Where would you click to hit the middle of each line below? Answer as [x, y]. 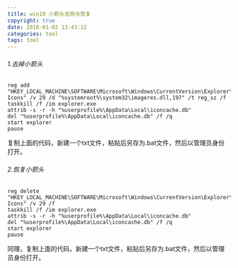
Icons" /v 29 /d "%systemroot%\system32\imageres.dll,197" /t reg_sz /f [117, 98]
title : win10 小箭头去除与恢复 [49, 14]
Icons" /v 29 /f [31, 203]
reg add [19, 86]
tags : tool [23, 40]
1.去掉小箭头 [25, 64]
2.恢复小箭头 [26, 169]
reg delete [23, 191]
